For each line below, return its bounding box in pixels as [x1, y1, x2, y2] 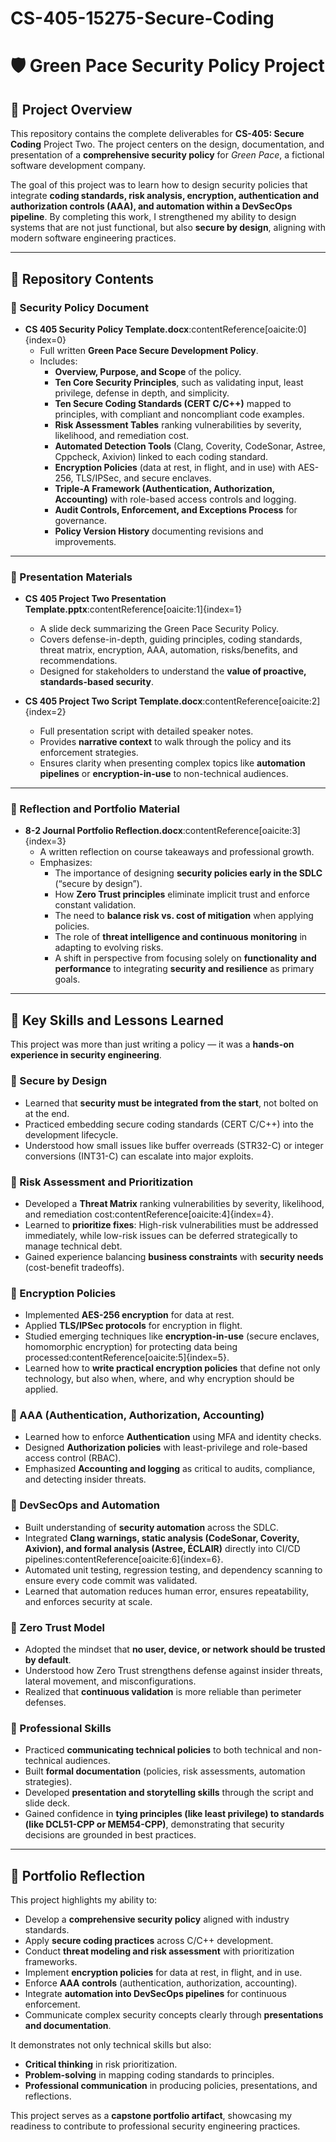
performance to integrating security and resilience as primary [54, 963, 315, 975]
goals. [54, 973, 81, 986]
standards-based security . [39, 676, 155, 688]
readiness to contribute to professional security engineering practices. [10, 2120, 301, 2132]
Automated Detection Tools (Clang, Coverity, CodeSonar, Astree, [54, 440, 326, 452]
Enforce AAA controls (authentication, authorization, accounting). [24, 1977, 298, 1989]
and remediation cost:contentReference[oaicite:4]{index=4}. [24, 1208, 274, 1220]
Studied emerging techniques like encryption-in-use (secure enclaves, [24, 1330, 320, 1342]
